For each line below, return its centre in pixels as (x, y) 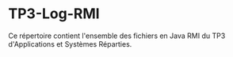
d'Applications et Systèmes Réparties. (70, 44)
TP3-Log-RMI (54, 14)
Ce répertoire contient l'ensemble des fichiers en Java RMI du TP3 (117, 36)
